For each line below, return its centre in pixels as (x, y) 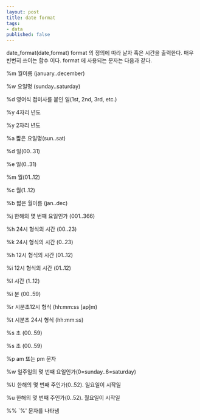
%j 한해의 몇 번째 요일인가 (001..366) (51, 216)
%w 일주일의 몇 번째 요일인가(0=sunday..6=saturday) (71, 372)
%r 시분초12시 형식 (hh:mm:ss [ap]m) (52, 307)
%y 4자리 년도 (24, 112)
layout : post (23, 12)
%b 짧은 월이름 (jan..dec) (37, 203)
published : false (28, 35)
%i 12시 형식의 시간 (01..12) (39, 268)
